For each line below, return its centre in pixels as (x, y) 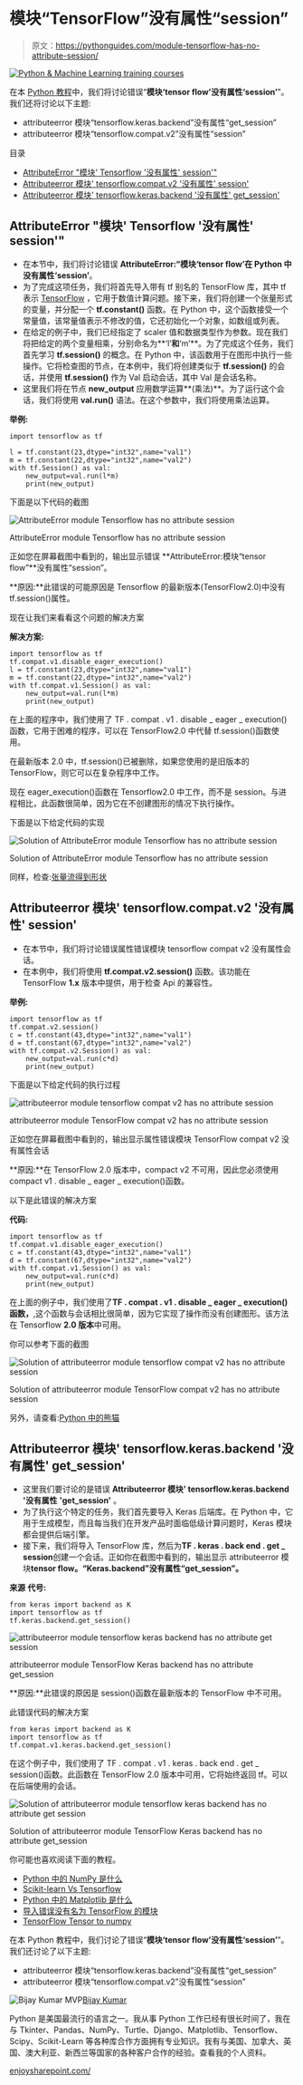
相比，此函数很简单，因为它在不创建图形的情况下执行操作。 (128, 803)
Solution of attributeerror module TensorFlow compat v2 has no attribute (145, 1389)
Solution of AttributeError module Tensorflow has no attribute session (139, 858)
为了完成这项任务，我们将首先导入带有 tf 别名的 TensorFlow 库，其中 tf (154, 286)
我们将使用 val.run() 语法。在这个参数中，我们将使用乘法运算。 (156, 400)
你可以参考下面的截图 (49, 1344)
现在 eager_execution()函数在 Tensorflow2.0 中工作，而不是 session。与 (144, 792)
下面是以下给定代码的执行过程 (65, 1085)
